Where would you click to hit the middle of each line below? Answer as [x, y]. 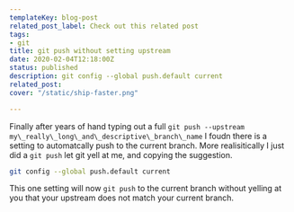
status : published [44, 68]
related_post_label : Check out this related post [104, 26]
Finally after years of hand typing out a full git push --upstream [127, 126]
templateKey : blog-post [54, 18]
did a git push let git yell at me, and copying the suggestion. [121, 155]
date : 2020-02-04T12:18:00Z [62, 59]
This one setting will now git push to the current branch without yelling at [146, 189]
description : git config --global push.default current [116, 76]
